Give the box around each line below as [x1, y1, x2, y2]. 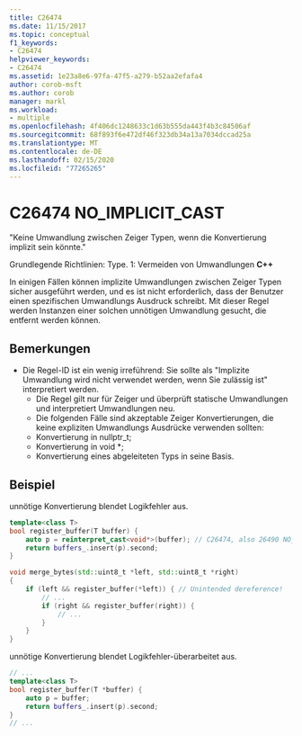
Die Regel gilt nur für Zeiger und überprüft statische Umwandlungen [35, 393, 289, 405]
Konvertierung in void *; [35, 442, 124, 453]
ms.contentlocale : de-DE [9, 147, 102, 156]
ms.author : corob [9, 88, 75, 97]
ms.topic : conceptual [9, 30, 91, 39]
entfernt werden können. [9, 315, 102, 326]
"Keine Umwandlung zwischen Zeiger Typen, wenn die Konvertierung [9, 232, 267, 243]
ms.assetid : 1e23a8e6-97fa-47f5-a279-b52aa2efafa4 [9, 72, 203, 81]
